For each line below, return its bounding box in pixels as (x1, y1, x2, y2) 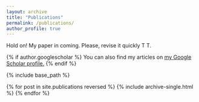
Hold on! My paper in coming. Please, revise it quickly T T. (6, 42, 152, 49)
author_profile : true (6, 25, 61, 32)
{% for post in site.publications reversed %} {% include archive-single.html (6, 83, 194, 91)
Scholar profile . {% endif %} (6, 60, 77, 67)
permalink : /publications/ (6, 20, 74, 26)
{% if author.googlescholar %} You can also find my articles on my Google (6, 53, 192, 61)
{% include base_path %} (6, 71, 70, 79)
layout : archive (6, 8, 47, 15)
